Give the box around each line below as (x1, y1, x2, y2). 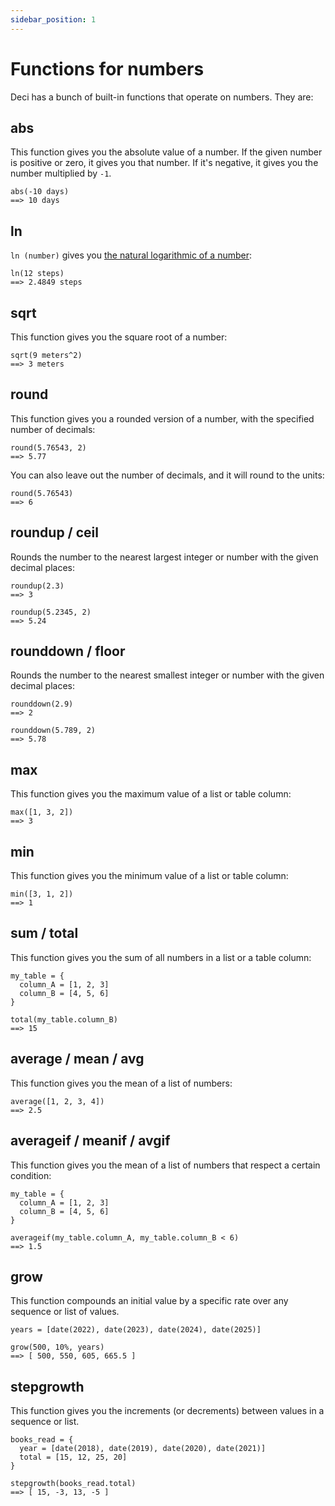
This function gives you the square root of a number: (10, 331, 228, 343)
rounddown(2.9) (10, 699, 74, 710)
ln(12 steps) (10, 269, 65, 279)
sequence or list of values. (10, 1306, 120, 1318)
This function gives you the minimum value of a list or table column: (10, 870, 289, 882)
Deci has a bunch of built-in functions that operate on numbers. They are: (10, 91, 314, 103)
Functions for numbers (10, 57, 205, 80)
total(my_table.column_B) (10, 1014, 118, 1025)
